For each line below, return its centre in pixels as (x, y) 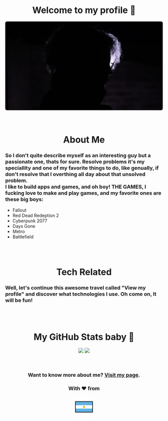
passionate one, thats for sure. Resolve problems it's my (75, 162)
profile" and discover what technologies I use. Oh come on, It (81, 294)
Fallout (19, 210)
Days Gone (24, 226)
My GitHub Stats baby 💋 (84, 337)
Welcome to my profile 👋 (84, 10)
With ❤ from (84, 388)
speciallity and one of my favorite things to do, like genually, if (82, 168)
